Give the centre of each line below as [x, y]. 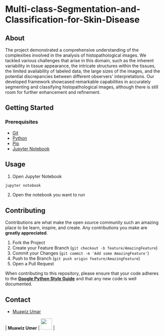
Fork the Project [29, 243]
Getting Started [29, 108]
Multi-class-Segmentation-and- [73, 9]
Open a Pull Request [33, 264]
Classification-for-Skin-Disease [72, 20]
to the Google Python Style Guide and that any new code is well [71, 279]
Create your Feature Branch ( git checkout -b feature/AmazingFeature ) [85, 248]
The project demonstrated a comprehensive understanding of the [72, 50]
